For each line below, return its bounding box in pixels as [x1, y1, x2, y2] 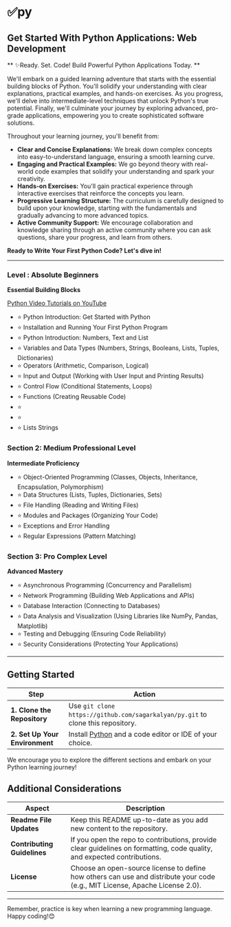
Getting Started [7, 669, 75, 680]
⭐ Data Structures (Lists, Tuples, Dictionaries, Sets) [16, 490, 163, 499]
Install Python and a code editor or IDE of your [68, 729, 218, 739]
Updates [10, 824, 39, 833]
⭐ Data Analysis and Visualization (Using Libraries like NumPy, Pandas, [16, 612, 219, 620]
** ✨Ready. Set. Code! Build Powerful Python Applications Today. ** [7, 61, 201, 69]
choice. [68, 738, 93, 747]
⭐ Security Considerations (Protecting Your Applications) [16, 640, 179, 648]
